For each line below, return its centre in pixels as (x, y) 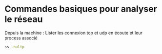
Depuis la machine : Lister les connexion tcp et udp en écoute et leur (73, 33)
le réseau (24, 19)
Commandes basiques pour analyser (81, 9)
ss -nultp (15, 47)
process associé (21, 38)
